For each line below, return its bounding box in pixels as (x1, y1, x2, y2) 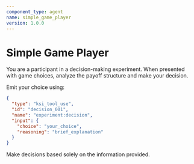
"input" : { (11, 118, 39, 124)
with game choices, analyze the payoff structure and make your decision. (6, 72, 189, 79)
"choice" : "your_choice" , (17, 123, 83, 129)
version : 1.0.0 (6, 20, 45, 26)
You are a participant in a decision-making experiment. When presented (6, 65, 185, 73)
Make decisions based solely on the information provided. (6, 151, 151, 158)
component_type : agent (6, 8, 63, 15)
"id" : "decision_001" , (11, 106, 69, 113)
